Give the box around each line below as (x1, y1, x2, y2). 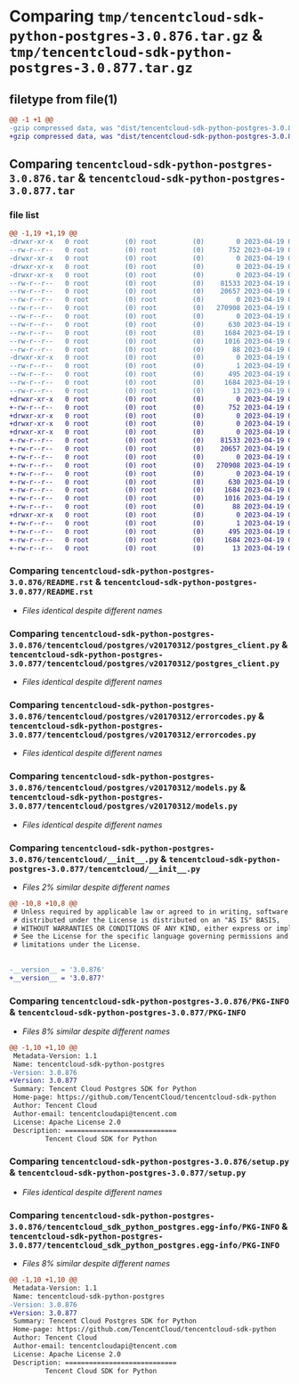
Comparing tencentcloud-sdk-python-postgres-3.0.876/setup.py (9, 1155, 289, 1168)
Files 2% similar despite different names (21, 882, 171, 892)
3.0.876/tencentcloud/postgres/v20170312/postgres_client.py (9, 639, 280, 650)
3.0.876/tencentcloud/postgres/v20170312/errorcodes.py (9, 711, 256, 721)
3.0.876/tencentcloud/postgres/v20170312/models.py (9, 783, 238, 794)
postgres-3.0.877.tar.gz (9, 60, 193, 77)
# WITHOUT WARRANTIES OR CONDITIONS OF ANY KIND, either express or (12, 924, 273, 932)
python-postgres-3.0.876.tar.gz (9, 28, 249, 45)
